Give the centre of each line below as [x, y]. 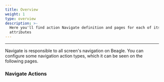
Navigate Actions [26, 74]
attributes [20, 32]
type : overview [20, 19]
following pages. [22, 61]
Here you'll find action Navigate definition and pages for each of [81, 28]
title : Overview [21, 10]
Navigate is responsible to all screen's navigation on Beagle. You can [74, 51]
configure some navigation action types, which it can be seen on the [74, 56]
